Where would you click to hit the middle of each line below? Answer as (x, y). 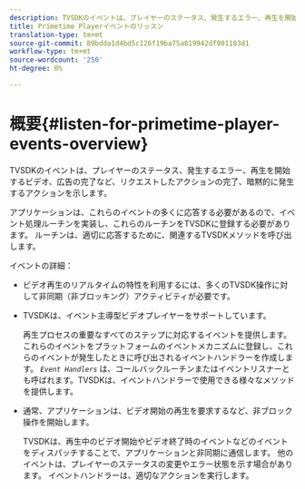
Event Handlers (69, 369)
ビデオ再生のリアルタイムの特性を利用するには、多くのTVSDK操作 (147, 284)
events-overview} (79, 144)
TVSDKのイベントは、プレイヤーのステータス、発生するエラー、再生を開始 (150, 170)
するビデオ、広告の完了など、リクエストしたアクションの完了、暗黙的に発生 (152, 181)
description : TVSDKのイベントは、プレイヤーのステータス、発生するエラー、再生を (148, 18)
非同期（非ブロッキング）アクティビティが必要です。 (137, 296)
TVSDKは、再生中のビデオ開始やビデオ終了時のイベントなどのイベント (155, 441)
